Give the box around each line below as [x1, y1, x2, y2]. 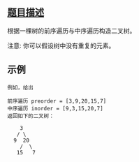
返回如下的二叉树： [7, 112, 54, 119]
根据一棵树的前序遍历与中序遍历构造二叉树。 [7, 27, 136, 35]
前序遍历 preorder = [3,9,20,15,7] [7, 97, 107, 105]
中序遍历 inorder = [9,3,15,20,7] [7, 105, 103, 112]
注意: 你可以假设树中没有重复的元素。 [7, 41, 115, 50]
